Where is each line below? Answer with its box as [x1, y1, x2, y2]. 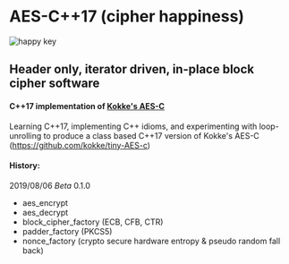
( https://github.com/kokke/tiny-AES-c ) [9, 140, 150, 150]
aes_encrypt [21, 197, 69, 208]
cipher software [9, 76, 100, 91]
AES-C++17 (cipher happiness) [9, 6, 244, 27]
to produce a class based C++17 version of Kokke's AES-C [43, 130, 259, 141]
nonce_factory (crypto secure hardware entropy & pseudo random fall [21, 235, 281, 246]
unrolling [9, 130, 42, 141]
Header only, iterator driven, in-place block [9, 62, 255, 77]
